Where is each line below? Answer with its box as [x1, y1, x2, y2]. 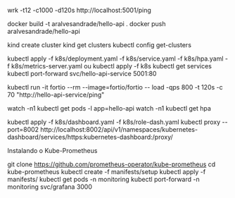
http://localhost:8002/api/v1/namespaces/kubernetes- [40, 125, 198, 133]
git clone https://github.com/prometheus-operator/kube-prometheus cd [7, 160, 216, 168]
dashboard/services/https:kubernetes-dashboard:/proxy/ [7, 133, 174, 141]
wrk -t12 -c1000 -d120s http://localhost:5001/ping [7, 6, 151, 14]
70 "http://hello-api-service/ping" [7, 91, 105, 99]
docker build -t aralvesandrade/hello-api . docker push [7, 20, 167, 27]
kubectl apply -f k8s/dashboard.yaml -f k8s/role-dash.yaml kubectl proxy [7, 118, 221, 126]
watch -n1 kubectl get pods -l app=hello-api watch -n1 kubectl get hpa [7, 104, 211, 112]
